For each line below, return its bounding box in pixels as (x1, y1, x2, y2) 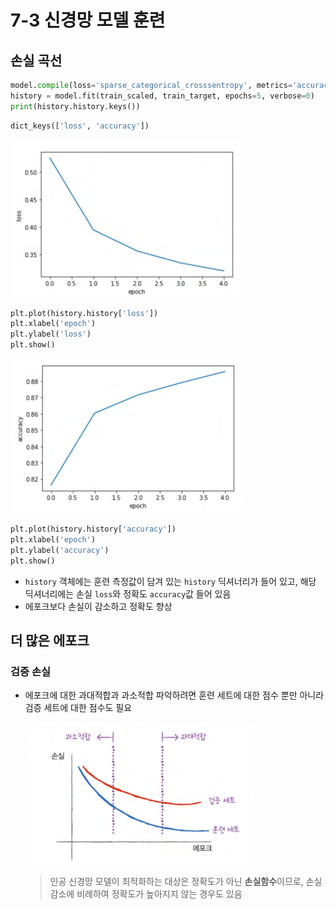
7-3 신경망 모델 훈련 (10, 9, 166, 32)
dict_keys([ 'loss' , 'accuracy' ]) (10, 121, 150, 131)
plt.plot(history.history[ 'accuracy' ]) (10, 524, 177, 534)
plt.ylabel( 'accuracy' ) (10, 545, 110, 555)
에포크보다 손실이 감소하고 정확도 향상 (24, 600, 173, 612)
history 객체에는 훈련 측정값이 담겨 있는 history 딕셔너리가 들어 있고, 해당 (24, 575, 317, 587)
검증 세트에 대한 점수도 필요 (24, 702, 133, 714)
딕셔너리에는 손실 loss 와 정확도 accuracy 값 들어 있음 (24, 587, 232, 600)
